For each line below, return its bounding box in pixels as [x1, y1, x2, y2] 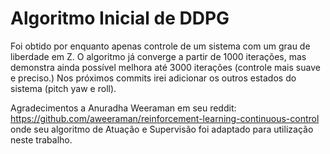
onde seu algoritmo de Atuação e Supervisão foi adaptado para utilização [10, 123, 314, 135]
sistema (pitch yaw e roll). [10, 82, 117, 94]
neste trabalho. [10, 133, 73, 146]
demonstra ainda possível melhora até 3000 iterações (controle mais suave [10, 61, 321, 73]
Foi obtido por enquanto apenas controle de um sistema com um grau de [10, 40, 311, 52]
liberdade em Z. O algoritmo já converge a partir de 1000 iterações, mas [10, 50, 307, 62]
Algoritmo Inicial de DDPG [10, 7, 230, 30]
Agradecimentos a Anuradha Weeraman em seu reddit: [10, 102, 237, 114]
